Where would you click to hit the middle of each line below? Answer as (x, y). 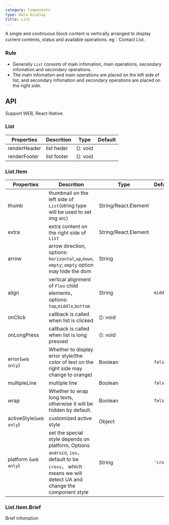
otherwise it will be (71, 404)
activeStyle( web (26, 418)
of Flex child (63, 286)
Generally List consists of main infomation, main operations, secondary (87, 64)
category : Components (28, 10)
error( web (18, 359)
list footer (57, 156)
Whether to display (71, 350)
